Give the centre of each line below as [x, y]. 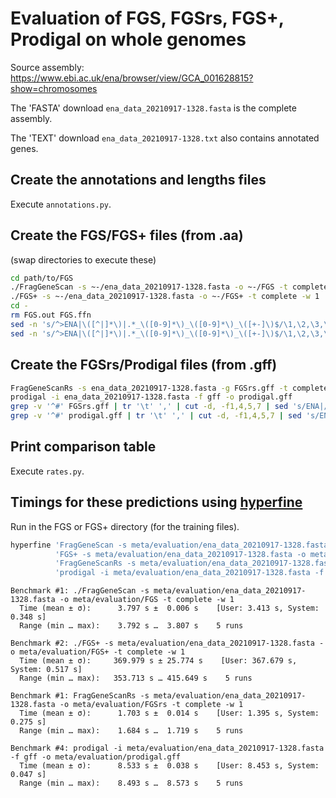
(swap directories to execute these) [83, 259]
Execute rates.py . [47, 471]
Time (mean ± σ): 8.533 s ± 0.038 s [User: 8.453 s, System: [169, 766]
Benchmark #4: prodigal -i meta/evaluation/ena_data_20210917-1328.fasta [167, 748]
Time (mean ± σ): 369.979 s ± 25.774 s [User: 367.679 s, [158, 661]
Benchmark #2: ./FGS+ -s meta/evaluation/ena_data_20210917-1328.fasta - [167, 643]
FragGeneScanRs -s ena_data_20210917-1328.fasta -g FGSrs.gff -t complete [169, 388]
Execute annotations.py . [61, 204]
